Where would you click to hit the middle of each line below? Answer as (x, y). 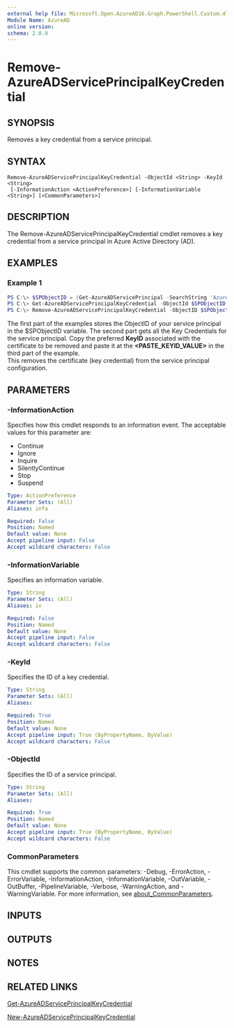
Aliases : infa (28, 508)
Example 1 (25, 283)
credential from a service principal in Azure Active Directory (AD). (101, 241)
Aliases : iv (24, 606)
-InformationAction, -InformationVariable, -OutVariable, (127, 879)
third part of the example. (44, 353)
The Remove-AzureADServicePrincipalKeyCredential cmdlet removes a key (115, 233)
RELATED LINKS (42, 987)
